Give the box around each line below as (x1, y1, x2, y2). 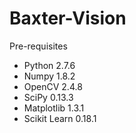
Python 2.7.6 (23, 59, 76, 71)
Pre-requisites (9, 40, 68, 52)
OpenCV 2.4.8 (23, 80, 83, 92)
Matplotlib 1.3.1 (23, 102, 85, 114)
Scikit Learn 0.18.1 (23, 112, 97, 124)
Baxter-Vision (9, 7, 127, 30)
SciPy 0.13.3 (23, 91, 74, 103)
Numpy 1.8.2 (23, 70, 76, 82)
